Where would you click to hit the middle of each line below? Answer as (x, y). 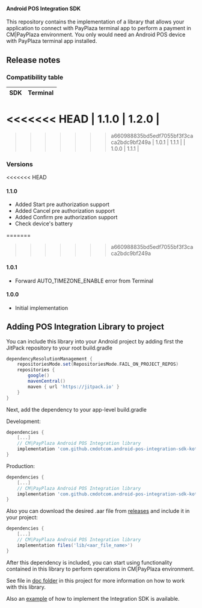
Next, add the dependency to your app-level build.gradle (77, 409)
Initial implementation (41, 308)
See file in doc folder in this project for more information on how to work (96, 580)
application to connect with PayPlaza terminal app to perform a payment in (99, 28)
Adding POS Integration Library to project (85, 327)
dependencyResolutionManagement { (50, 359)
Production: (20, 466)
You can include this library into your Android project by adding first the (95, 341)
